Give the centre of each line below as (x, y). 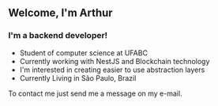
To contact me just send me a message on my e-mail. (96, 93)
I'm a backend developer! (58, 36)
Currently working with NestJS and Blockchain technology (115, 61)
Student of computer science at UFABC (84, 53)
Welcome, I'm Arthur (60, 13)
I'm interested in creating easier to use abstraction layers (112, 70)
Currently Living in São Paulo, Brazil (78, 78)
